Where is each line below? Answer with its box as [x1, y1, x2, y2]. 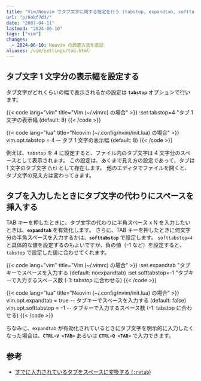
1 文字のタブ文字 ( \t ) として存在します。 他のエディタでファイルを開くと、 [6, 164, 190, 171]
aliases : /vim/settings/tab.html [6, 48, 90, 54]
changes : [6, 37, 28, 43]
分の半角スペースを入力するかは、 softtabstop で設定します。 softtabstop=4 [6, 234, 193, 241]
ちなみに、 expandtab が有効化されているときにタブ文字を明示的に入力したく [6, 325, 194, 332]
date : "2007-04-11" [6, 20, 55, 26]
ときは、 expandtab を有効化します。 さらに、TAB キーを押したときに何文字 [6, 226, 191, 234]
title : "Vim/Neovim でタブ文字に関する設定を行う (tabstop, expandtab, [6, 8, 176, 15]
